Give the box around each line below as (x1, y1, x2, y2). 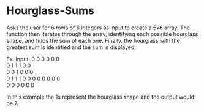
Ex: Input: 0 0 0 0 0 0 (6, 55, 60, 62)
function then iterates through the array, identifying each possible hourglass (6, 30, 198, 37)
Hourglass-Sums (6, 4, 95, 18)
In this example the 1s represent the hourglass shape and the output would (6, 93, 195, 100)
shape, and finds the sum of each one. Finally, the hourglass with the (6, 37, 181, 44)
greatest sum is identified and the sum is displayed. (6, 43, 137, 51)
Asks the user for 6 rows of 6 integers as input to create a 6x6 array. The (6, 24, 191, 31)
